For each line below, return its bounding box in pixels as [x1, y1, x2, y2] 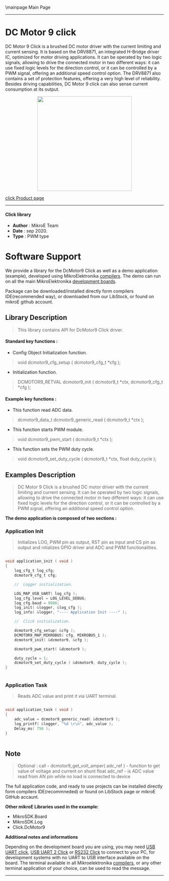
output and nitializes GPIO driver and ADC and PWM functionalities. [17, 544, 157, 550]
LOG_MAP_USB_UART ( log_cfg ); [14, 591, 78, 596]
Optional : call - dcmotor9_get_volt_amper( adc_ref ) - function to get [17, 763, 160, 769]
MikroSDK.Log [12, 819, 43, 825]
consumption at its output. [5, 86, 59, 92]
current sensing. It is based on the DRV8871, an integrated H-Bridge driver [5, 48, 159, 54]
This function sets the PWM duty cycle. [12, 446, 95, 452]
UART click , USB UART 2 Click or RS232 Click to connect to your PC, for [5, 849, 155, 855]
